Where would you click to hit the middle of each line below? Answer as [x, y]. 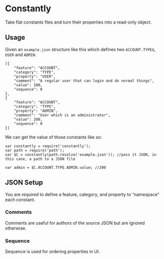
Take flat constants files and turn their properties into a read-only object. [78, 22]
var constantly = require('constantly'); [48, 146]
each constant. [20, 200]
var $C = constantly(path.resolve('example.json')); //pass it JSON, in [81, 155]
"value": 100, [28, 85]
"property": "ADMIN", [36, 111]
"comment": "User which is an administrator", [62, 115]
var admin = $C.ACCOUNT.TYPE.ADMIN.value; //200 [56, 167]
